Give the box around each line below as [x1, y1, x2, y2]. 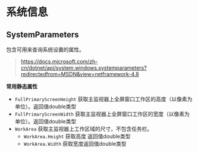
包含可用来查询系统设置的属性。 [6, 46, 84, 53]
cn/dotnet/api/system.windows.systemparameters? [20, 64, 147, 71]
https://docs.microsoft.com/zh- [20, 58, 98, 65]
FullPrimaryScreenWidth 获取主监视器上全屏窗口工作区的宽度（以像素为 [14, 111, 190, 117]
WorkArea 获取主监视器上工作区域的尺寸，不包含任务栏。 [14, 126, 153, 132]
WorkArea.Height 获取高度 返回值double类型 [23, 133, 131, 140]
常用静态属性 [6, 83, 37, 90]
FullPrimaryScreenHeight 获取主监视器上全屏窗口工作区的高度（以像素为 [14, 96, 193, 102]
